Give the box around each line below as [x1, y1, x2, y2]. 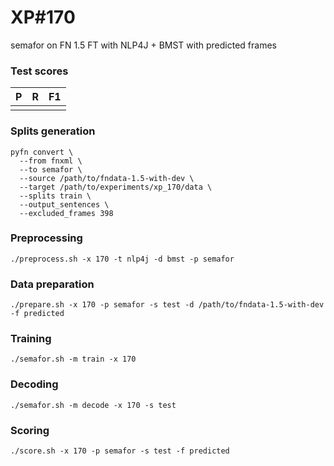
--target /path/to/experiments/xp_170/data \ [19, 182, 213, 192]
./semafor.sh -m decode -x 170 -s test [10, 400, 177, 410]
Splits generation [10, 124, 96, 138]
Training [10, 332, 52, 346]
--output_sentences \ [19, 199, 110, 210]
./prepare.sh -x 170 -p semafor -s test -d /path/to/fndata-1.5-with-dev [10, 300, 325, 310]
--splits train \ [19, 191, 92, 201]
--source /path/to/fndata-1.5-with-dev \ [19, 173, 195, 183]
